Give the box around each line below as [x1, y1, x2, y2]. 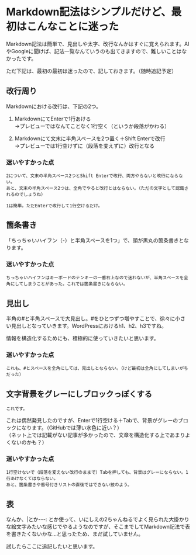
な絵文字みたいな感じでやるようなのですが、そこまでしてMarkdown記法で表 [6, 523, 191, 530]
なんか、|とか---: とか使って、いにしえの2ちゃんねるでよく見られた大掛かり [6, 516, 190, 523]
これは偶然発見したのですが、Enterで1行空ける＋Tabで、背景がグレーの [6, 417, 178, 424]
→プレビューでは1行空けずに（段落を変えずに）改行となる [14, 142, 155, 149]
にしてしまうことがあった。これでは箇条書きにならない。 [10, 281, 128, 287]
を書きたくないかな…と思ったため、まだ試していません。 [6, 530, 144, 537]
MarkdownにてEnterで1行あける [14, 115, 91, 122]
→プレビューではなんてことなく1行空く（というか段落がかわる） [14, 122, 170, 129]
